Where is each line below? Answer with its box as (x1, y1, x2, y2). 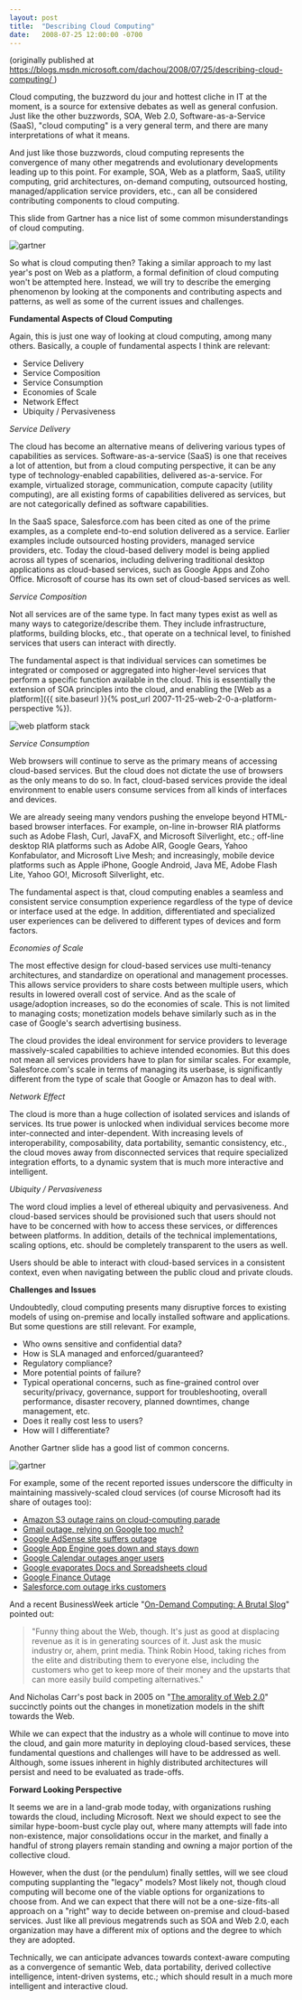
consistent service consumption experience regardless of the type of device (9, 897, 293, 907)
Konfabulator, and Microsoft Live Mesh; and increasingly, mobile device (9, 850, 275, 861)
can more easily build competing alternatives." (31, 1674, 205, 1685)
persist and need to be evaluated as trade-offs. (9, 1767, 185, 1778)
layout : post (9, 13, 59, 23)
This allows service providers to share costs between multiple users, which (9, 980, 288, 991)
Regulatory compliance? (22, 1357, 113, 1369)
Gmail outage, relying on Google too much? (22, 1524, 184, 1535)
